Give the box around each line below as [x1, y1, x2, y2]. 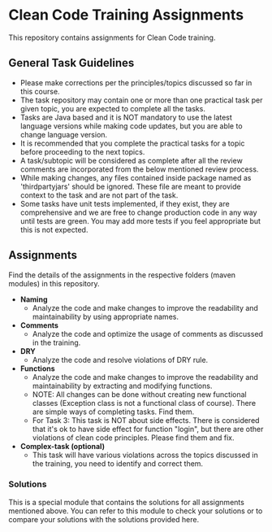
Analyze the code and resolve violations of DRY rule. [32, 355, 209, 364]
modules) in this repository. [8, 278, 100, 288]
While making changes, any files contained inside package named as [19, 172, 252, 182]
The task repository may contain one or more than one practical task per [19, 95, 263, 105]
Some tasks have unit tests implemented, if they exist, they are [19, 198, 230, 208]
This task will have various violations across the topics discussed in [32, 450, 258, 460]
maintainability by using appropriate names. [32, 312, 179, 321]
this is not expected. [19, 225, 89, 234]
